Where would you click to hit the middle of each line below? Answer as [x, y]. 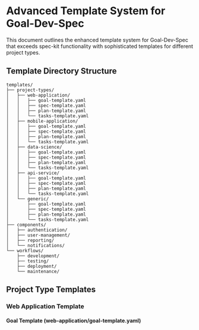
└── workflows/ [25, 251]
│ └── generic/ [28, 199]
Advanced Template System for [86, 11]
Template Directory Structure [61, 71]
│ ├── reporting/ [30, 240]
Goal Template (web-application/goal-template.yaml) [74, 321]
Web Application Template [45, 306]
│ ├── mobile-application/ [42, 121]
